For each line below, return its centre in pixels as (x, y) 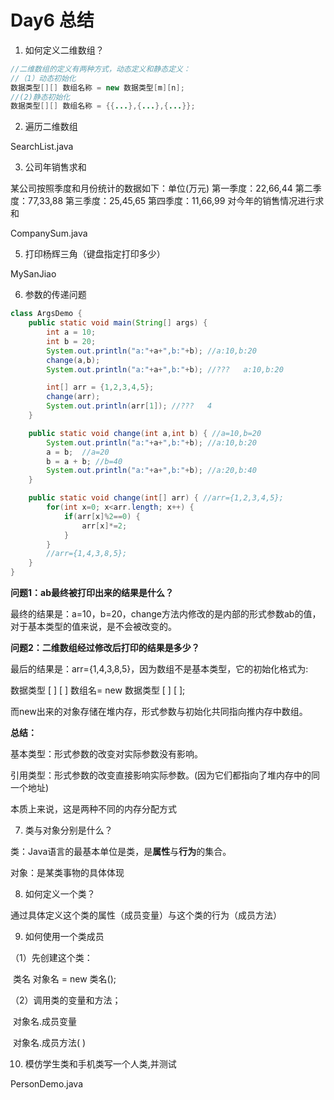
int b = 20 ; (71, 341)
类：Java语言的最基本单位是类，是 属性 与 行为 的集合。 (121, 852)
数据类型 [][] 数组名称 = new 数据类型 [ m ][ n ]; (97, 87)
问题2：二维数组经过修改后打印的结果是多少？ (105, 648)
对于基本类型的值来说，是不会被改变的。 (93, 627)
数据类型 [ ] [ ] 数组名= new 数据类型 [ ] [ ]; (98, 690)
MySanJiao (33, 274)
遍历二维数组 (51, 127)
